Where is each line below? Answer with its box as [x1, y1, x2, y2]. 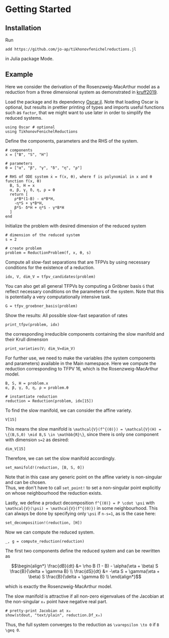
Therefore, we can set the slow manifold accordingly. [5, 455, 116, 461]
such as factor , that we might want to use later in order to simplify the [5, 110, 151, 116]
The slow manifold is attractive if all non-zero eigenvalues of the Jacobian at [5, 593, 164, 599]
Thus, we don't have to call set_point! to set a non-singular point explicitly [5, 485, 161, 491]
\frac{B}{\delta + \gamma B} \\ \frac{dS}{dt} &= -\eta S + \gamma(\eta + [10, 568, 160, 574]
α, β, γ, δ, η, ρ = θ [10, 187, 55, 192]
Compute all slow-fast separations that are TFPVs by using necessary [5, 259, 150, 265]
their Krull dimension [5, 336, 48, 342]
